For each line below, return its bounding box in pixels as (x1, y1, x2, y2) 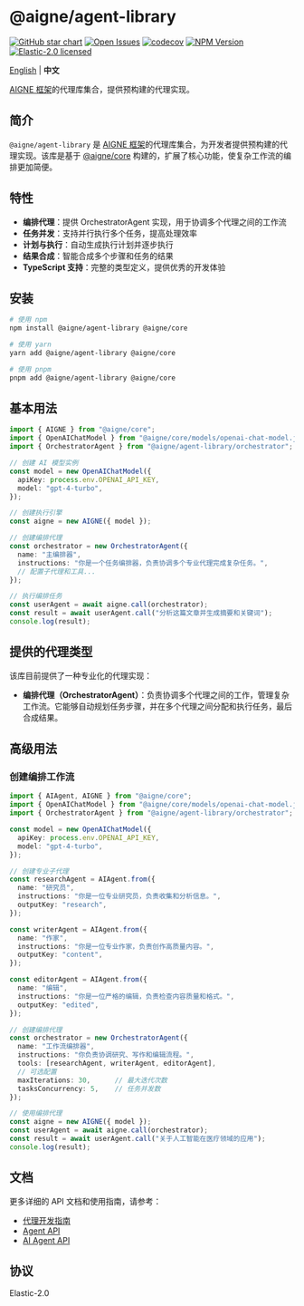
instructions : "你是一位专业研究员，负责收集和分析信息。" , (17, 892, 222, 901)
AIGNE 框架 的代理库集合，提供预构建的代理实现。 (9, 83, 195, 94)
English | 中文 (9, 64, 61, 75)
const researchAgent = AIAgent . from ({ (9, 875, 156, 885)
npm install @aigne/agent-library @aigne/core (9, 324, 188, 333)
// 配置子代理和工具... (17, 566, 97, 576)
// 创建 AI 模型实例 (9, 459, 79, 468)
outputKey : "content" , (17, 950, 103, 960)
